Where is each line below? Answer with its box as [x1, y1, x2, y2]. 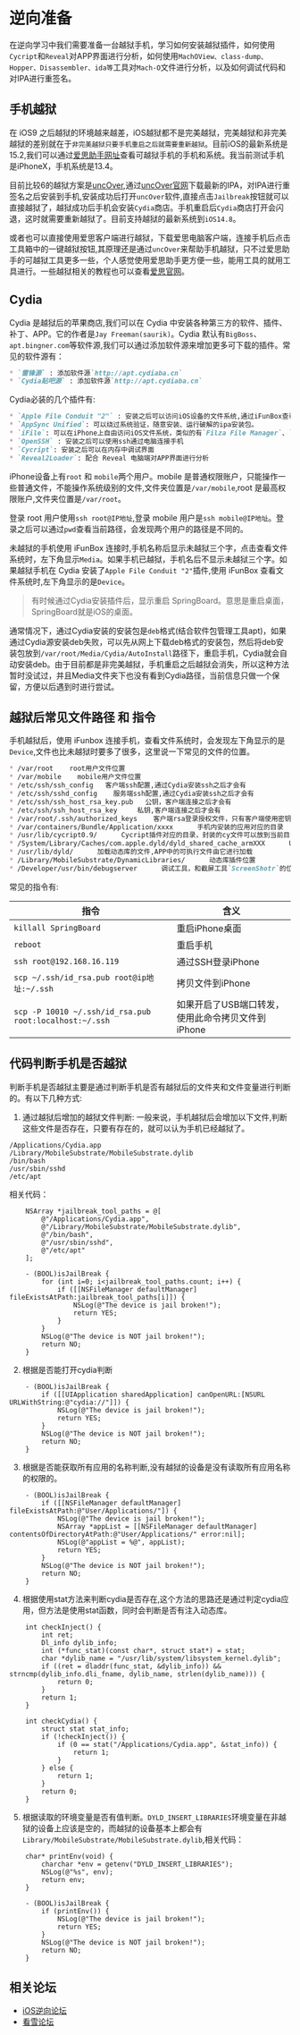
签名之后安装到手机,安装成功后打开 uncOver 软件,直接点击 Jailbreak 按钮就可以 [9, 191, 289, 201]
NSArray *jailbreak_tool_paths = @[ [25, 1207, 162, 1216]
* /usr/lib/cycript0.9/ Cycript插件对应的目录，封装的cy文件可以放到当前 [9, 831, 284, 840]
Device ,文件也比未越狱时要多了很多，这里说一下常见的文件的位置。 [9, 746, 254, 757]
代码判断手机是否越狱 [9, 1056, 127, 1072]
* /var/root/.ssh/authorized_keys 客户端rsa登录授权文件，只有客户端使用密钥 [9, 814, 292, 823]
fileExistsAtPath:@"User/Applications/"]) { [9, 1506, 178, 1515]
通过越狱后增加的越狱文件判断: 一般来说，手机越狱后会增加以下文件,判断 [21, 1111, 287, 1123]
